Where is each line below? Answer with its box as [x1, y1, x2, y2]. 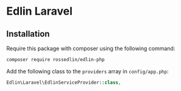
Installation [6, 29, 50, 39]
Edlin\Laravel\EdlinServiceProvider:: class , [6, 79, 121, 86]
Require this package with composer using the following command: [6, 45, 176, 52]
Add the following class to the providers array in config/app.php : [6, 67, 169, 75]
